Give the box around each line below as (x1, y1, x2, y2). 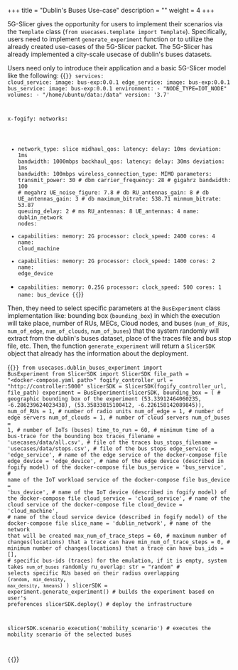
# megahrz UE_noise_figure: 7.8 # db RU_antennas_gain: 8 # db (17, 188, 210, 196)
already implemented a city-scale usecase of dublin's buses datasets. (7, 50, 212, 58)
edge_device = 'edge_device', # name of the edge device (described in (7, 457, 224, 464)
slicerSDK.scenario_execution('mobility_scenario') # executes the (7, 624, 212, 632)
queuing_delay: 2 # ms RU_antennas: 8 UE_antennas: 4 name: (17, 208, 200, 215)
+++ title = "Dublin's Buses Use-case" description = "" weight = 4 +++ (7, 6, 215, 14)
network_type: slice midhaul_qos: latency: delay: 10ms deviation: (17, 145, 222, 152)
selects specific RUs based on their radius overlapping (7, 569, 180, 577)
